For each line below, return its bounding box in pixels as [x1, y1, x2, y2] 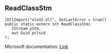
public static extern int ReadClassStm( [5, 21, 91, 26]
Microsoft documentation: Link [5, 43, 69, 49]
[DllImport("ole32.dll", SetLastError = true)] [5, 17, 107, 22]
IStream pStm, [11, 26, 41, 31]
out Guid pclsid [11, 30, 46, 35]
